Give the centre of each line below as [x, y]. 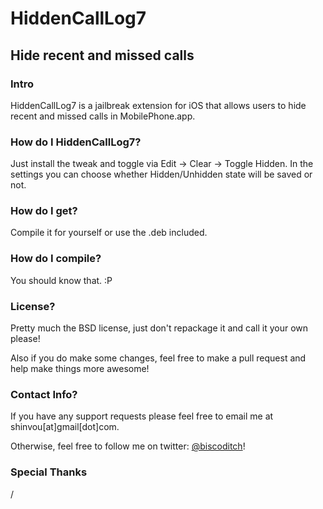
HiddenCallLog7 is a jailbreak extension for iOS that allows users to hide [158, 105]
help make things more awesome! [80, 369]
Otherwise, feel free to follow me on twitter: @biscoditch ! [128, 446]
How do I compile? [56, 259]
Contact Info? [44, 394]
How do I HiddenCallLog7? [76, 142]
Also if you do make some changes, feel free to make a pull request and [158, 358]
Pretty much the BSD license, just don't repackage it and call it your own [159, 328]
